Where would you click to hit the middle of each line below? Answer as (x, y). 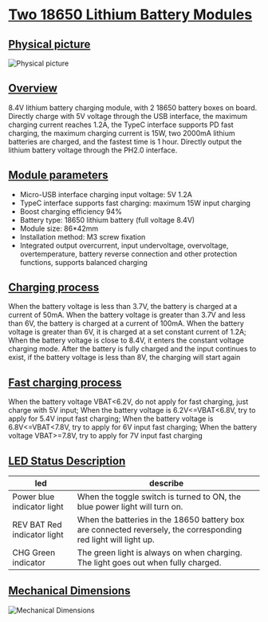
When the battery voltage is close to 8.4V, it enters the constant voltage (126, 340)
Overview (33, 88)
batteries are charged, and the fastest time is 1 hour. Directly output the (125, 141)
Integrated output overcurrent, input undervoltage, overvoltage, (124, 245)
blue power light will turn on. (130, 507)
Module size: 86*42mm (59, 228)
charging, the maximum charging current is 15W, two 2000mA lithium (122, 133)
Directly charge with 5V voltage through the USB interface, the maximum (128, 116)
